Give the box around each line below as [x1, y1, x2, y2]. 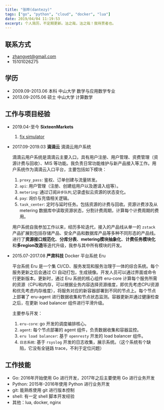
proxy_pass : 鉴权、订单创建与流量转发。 [19, 177, 100, 183]
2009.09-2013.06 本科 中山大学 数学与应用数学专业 [12, 88, 116, 94]
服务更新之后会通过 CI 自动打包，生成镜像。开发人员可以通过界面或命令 [12, 269, 157, 275]
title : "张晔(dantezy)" [5, 7, 52, 12]
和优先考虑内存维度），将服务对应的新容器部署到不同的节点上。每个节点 [12, 288, 156, 293]
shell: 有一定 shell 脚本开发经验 [12, 393, 75, 399]
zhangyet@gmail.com [12, 53, 56, 59]
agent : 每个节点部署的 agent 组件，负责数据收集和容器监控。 [19, 327, 141, 333]
